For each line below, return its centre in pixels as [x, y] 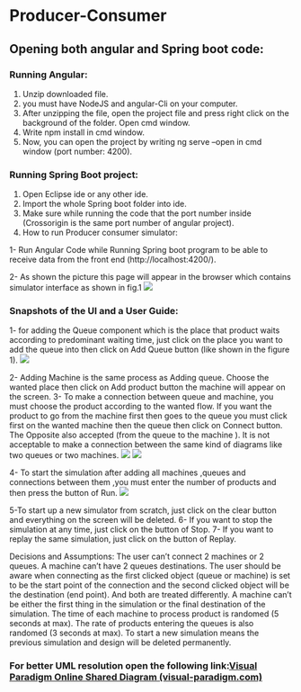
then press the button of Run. [64, 493]
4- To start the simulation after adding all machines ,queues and [128, 472]
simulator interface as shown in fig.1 [75, 288]
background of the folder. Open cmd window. [106, 122]
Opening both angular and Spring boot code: [137, 49]
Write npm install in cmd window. [84, 132]
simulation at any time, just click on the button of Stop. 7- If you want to [142, 530]
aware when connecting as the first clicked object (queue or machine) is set [150, 576]
